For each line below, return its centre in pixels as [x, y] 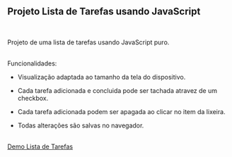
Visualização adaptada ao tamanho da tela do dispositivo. [101, 77]
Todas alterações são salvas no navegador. [81, 125]
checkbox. [33, 98]
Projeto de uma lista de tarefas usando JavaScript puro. [88, 42]
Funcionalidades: [32, 63]
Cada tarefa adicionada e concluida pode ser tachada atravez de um [117, 90]
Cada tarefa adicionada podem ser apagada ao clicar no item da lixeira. [121, 111]
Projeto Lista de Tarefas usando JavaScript [104, 12]
